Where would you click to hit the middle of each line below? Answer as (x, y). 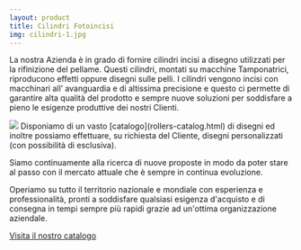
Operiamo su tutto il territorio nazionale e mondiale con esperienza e (136, 190)
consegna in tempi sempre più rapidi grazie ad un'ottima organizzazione (143, 209)
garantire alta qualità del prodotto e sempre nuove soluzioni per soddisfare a (151, 98)
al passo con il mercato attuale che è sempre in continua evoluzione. (136, 173)
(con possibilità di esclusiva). (63, 146)
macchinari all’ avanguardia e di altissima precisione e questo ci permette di (150, 89)
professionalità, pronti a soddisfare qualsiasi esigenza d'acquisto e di (137, 200)
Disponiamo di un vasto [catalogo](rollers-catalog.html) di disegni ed (148, 126)
